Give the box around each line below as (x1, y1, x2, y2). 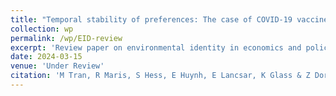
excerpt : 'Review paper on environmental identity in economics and (10, 42, 302, 53)
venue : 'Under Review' (10, 61, 105, 71)
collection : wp (10, 24, 74, 34)
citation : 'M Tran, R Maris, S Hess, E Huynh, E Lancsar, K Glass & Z (10, 71, 311, 81)
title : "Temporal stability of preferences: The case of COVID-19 (10, 14, 293, 25)
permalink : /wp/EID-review (10, 33, 123, 43)
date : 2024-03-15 (10, 52, 83, 62)
